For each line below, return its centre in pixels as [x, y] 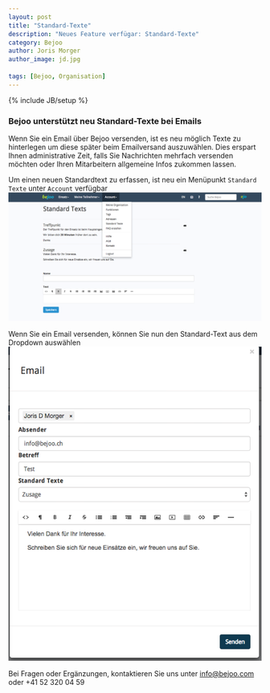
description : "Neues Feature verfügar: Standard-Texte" [104, 34]
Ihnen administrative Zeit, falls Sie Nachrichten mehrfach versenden [121, 156]
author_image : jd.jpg [45, 59]
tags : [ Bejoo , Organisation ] [57, 76]
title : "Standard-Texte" [50, 25]
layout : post [30, 17]
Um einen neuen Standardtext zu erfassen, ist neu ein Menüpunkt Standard [133, 180]
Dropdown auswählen [45, 342]
